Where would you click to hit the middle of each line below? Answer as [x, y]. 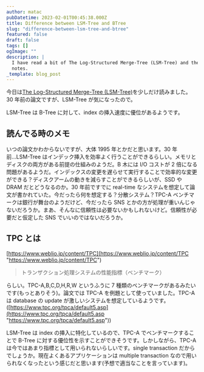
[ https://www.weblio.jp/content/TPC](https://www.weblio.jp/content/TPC [98, 253]
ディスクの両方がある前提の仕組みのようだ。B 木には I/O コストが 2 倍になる [102, 164]
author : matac [24, 12]
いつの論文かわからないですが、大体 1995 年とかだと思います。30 [89, 149]
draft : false [23, 40]
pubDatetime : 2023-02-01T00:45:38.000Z [57, 18]
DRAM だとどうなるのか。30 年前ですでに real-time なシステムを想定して [98, 187]
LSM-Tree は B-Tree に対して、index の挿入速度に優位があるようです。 [95, 112]
